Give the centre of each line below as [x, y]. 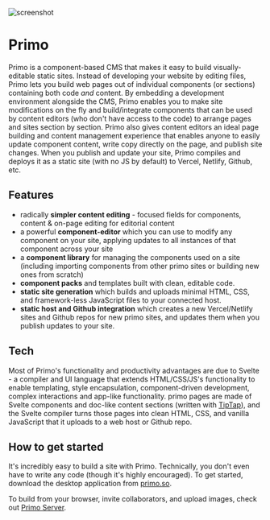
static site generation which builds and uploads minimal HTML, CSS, [135, 291]
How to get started [56, 447]
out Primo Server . [37, 508]
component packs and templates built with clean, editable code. [127, 283]
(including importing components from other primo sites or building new [139, 266]
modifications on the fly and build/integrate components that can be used [131, 109]
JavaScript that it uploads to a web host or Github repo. [100, 422]
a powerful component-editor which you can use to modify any [126, 231]
